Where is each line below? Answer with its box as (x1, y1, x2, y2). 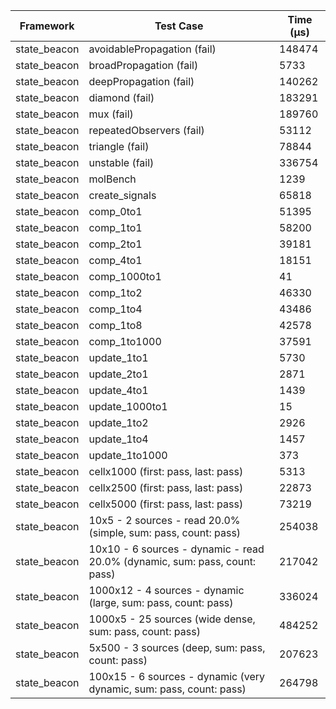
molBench (88, 172, 137, 186)
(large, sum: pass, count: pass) (88, 596, 234, 609)
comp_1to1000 (88, 335, 162, 348)
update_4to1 (88, 384, 149, 397)
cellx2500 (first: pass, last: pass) (88, 481, 244, 494)
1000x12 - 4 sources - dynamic (88, 584, 245, 597)
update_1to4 (88, 432, 149, 446)
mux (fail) (88, 107, 134, 121)
